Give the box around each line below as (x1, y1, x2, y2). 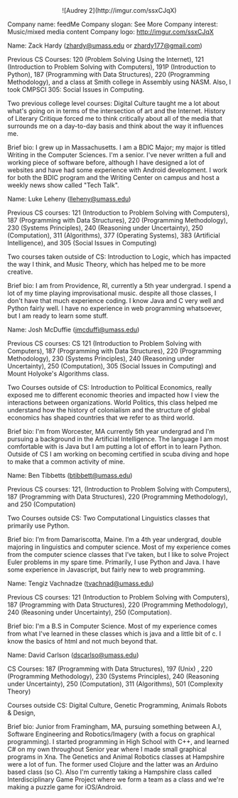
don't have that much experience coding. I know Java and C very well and (7, 297, 225, 304)
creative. (7, 267, 33, 276)
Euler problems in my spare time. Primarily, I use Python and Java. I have (7, 558, 220, 566)
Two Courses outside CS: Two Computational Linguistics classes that (7, 514, 210, 522)
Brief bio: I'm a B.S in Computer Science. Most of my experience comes (7, 622, 217, 630)
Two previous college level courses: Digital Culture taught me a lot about (7, 99, 220, 107)
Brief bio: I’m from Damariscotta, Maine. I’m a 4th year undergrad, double (7, 536, 222, 543)
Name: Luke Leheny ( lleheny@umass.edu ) (7, 195, 131, 203)
